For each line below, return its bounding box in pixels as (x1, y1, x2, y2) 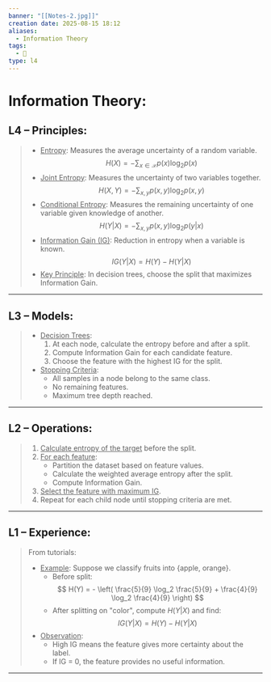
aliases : (8, 27, 38, 35)
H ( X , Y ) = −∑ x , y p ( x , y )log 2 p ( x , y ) (98, 185, 205, 197)
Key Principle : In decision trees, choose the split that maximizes (40, 269, 252, 279)
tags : (8, 42, 27, 50)
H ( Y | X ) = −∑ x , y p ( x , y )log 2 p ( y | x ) (99, 221, 204, 233)
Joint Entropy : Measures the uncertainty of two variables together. (40, 172, 261, 182)
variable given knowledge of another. (40, 208, 164, 218)
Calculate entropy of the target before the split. (40, 443, 197, 453)
